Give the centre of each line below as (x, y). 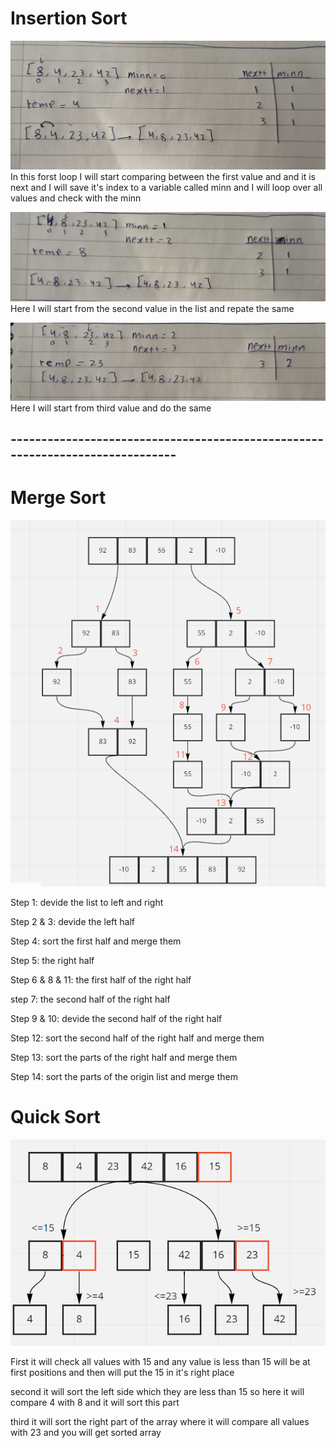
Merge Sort (58, 498)
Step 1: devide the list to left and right (87, 902)
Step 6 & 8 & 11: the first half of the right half (101, 979)
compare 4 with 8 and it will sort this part (95, 1403)
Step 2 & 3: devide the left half (72, 921)
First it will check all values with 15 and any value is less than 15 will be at (160, 1362)
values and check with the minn (76, 198)
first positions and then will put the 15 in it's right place (122, 1373)
